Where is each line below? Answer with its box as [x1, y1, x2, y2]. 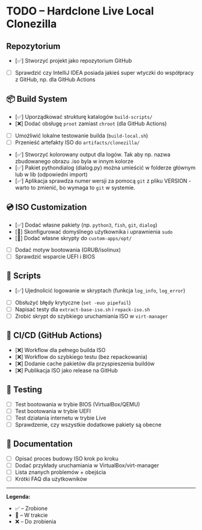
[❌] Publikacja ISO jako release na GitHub [14, 367, 118, 374]
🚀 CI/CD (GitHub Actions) [6, 330, 102, 341]
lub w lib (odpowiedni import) [14, 171, 88, 178]
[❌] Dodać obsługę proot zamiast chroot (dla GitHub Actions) [14, 119, 167, 127]
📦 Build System [6, 94, 67, 104]
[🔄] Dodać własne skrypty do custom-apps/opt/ [14, 234, 132, 242]
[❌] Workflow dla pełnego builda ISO [14, 346, 106, 353]
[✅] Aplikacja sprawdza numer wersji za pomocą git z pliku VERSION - [14, 177, 191, 185]
